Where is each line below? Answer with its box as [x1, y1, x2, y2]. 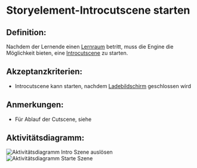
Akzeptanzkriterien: [6, 67, 82, 77]
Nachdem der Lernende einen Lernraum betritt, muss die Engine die [6, 43, 174, 50]
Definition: [6, 27, 47, 38]
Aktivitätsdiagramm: [6, 133, 85, 143]
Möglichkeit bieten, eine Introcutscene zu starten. [6, 49, 128, 57]
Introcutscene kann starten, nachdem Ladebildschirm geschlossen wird [14, 82, 192, 89]
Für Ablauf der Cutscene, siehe [14, 116, 92, 123]
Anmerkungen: [6, 99, 64, 110]
